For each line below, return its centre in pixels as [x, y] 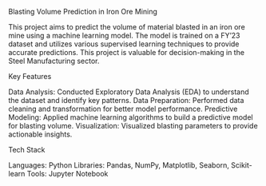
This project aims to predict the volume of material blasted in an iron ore [127, 27]
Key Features [30, 76]
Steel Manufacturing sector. [54, 61]
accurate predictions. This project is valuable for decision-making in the [127, 52]
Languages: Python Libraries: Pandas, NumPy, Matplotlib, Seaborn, [119, 165]
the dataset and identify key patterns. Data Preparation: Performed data [126, 100]
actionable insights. [40, 134]
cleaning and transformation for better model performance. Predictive [123, 109]
